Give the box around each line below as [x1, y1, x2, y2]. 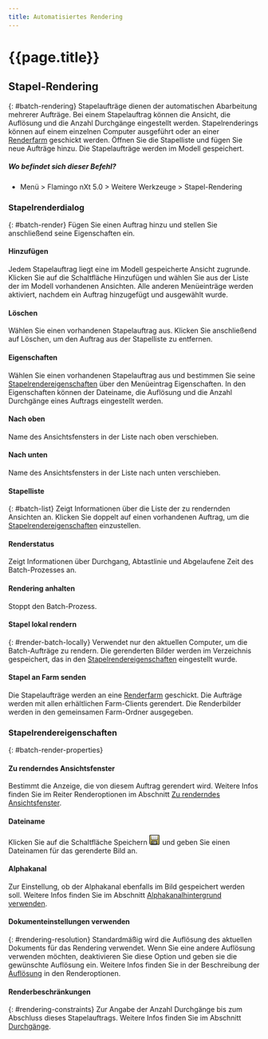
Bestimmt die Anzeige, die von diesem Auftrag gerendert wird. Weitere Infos [8, 781, 258, 791]
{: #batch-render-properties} [8, 745, 104, 755]
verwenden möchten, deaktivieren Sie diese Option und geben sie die [8, 952, 238, 962]
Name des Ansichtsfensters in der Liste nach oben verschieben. [8, 432, 219, 441]
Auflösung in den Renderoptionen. [8, 969, 121, 978]
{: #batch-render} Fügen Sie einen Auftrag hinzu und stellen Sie [8, 219, 218, 229]
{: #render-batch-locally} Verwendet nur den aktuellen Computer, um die [8, 637, 248, 646]
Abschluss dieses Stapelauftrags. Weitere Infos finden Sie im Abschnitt [8, 1013, 242, 1023]
